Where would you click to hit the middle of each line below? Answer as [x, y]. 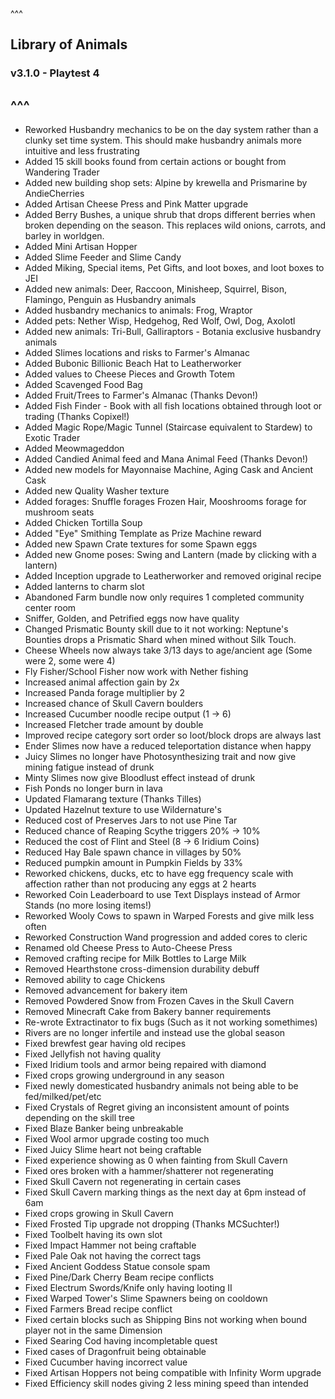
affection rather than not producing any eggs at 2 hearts [140, 884]
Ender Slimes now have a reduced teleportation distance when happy [168, 746]
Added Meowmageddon [74, 449]
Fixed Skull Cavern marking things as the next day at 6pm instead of [165, 1192]
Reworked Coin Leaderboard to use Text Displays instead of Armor [162, 895]
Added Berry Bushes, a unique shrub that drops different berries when [170, 215]
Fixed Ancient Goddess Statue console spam [117, 1267]
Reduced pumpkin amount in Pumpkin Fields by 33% [134, 863]
